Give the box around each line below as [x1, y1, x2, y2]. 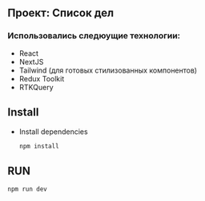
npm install [18, 142, 59, 150]
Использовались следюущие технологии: [7, 30, 181, 41]
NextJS [18, 57, 44, 66]
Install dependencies [18, 127, 89, 136]
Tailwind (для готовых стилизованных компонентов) [18, 65, 198, 75]
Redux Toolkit [18, 73, 65, 83]
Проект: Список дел [7, 6, 114, 20]
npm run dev [7, 185, 47, 194]
